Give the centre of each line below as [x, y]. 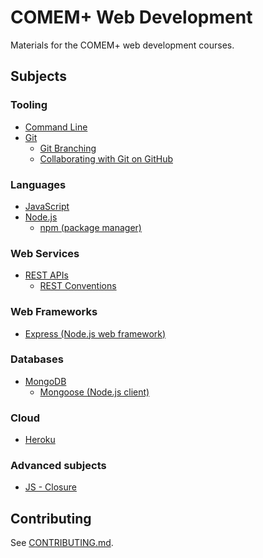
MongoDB [45, 381]
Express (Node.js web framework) [95, 333]
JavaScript [47, 206]
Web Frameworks [54, 312]
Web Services [45, 253]
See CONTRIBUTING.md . [62, 543]
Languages [38, 184]
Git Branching [68, 148]
